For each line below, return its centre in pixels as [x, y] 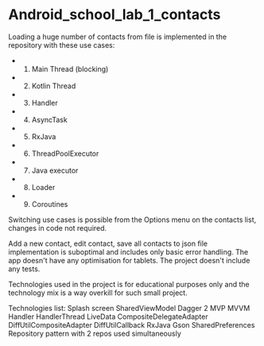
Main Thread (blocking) [70, 68]
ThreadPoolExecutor [65, 154]
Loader [43, 187]
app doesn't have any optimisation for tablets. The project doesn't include [129, 260]
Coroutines [50, 204]
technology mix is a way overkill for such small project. [98, 293]
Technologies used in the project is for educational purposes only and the [129, 284]
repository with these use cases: [62, 45]
